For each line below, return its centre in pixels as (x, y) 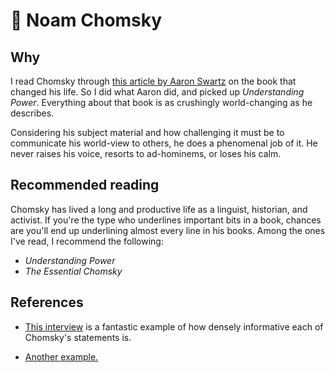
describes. (32, 113)
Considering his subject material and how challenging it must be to (147, 132)
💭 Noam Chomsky (86, 20)
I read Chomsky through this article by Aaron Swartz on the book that (153, 81)
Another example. (61, 356)
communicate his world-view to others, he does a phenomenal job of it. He (164, 143)
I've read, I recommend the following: (87, 241)
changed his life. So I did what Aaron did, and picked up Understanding (157, 92)
